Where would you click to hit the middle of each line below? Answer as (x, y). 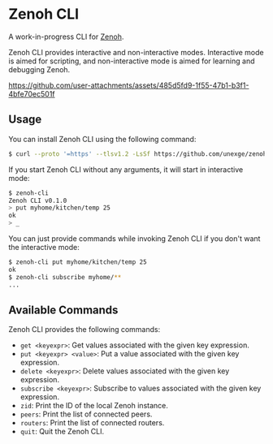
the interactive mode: (44, 247)
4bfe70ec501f (32, 93)
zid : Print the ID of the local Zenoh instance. (94, 406)
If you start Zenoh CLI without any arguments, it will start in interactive (126, 169)
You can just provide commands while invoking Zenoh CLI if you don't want (134, 239)
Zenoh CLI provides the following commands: (84, 330)
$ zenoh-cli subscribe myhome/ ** (65, 277)
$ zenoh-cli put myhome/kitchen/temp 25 (78, 262)
